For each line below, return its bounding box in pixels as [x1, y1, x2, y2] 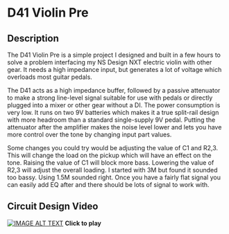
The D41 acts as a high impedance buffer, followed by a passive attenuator [7, 87, 221, 94]
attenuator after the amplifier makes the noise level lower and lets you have [7, 123, 222, 131]
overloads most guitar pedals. [7, 73, 92, 81]
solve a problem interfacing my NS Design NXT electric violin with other [7, 58, 212, 66]
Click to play [65, 219, 102, 227]
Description [7, 33, 59, 44]
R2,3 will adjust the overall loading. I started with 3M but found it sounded [7, 166, 218, 174]
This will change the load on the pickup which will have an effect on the [7, 151, 212, 159]
